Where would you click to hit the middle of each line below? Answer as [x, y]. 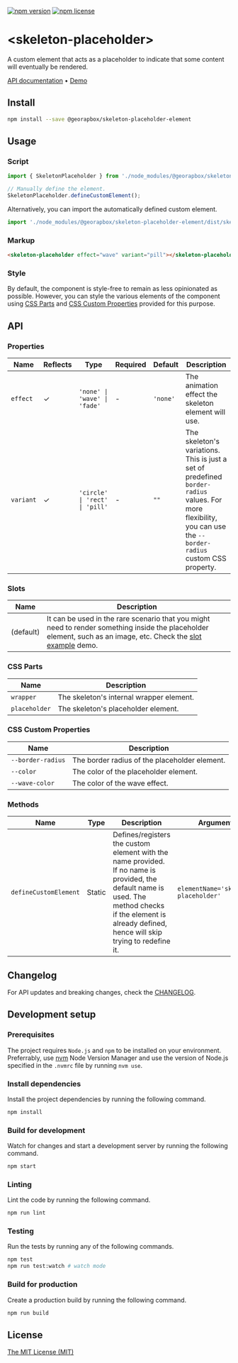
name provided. [139, 861]
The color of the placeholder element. [135, 771]
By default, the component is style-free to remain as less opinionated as [113, 289]
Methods [23, 804]
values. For [204, 500]
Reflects [58, 364]
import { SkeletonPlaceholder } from [63, 176]
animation [202, 385]
